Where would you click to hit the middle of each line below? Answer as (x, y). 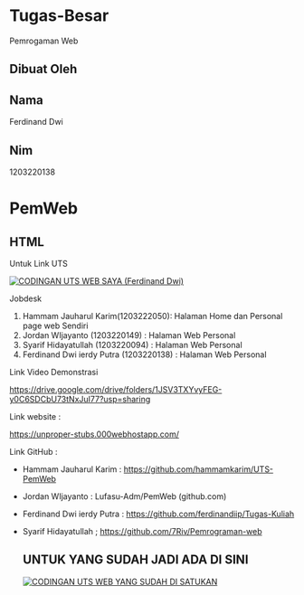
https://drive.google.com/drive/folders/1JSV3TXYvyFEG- (116, 389)
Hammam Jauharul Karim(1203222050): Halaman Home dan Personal (152, 316)
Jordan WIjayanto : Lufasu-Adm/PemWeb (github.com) (124, 496)
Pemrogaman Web (44, 41)
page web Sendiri (55, 326)
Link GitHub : (33, 451)
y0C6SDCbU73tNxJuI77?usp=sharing (80, 399)
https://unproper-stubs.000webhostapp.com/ (94, 434)
